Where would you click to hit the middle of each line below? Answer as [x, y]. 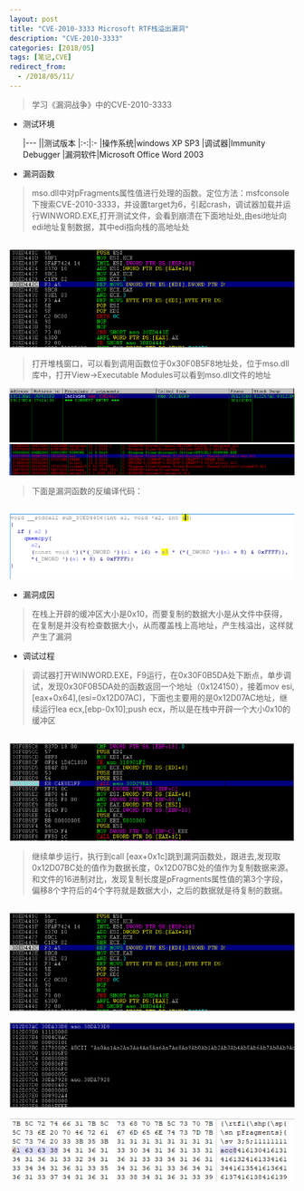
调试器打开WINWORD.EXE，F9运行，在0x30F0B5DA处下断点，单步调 [161, 675]
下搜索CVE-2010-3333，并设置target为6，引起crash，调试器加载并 [157, 204]
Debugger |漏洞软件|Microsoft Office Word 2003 [113, 154]
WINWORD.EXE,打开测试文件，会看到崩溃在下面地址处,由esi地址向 [163, 215]
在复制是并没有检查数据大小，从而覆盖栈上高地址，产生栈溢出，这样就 [162, 625]
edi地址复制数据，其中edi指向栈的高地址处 [110, 227]
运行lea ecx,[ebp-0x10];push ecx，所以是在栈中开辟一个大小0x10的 [165, 709]
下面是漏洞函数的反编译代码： [87, 490]
